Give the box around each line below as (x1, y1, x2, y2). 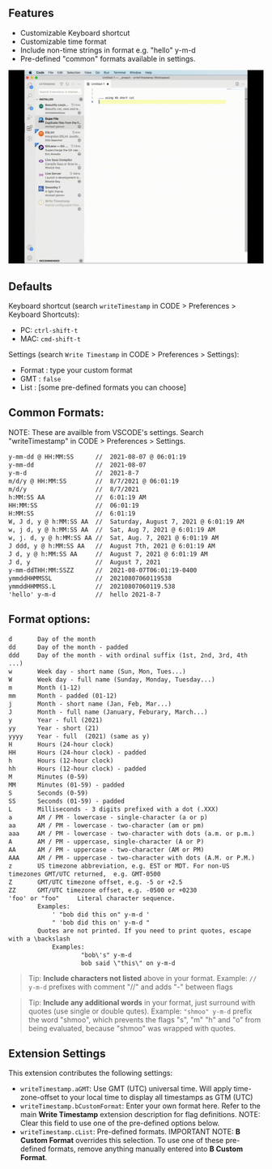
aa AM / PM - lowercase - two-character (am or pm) (8, 821, 205, 830)
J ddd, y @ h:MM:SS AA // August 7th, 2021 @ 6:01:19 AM (8, 542, 216, 550)
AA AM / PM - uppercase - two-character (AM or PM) (8, 846, 205, 854)
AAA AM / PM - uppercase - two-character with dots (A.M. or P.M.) (8, 854, 255, 862)
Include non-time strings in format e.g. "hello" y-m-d (19, 45, 196, 55)
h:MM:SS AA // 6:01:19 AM (8, 493, 147, 501)
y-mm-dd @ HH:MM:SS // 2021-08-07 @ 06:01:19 (8, 453, 186, 461)
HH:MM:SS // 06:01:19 (8, 501, 139, 510)
